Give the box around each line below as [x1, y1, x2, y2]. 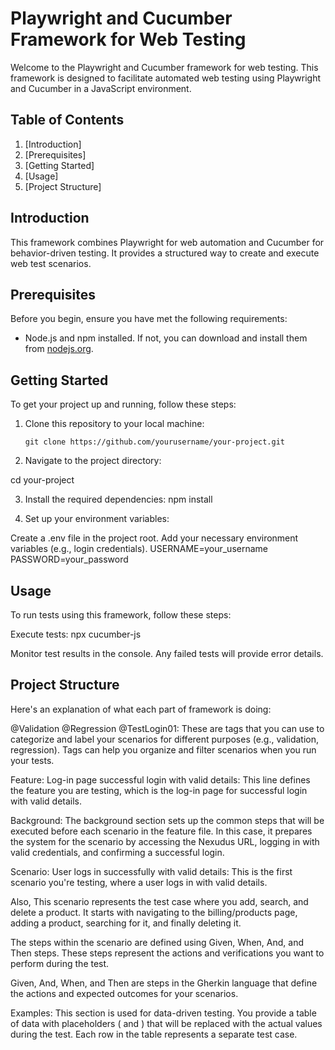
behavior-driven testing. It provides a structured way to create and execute [10, 247, 320, 259]
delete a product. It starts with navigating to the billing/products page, [10, 906, 298, 918]
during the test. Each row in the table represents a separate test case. [10, 1028, 298, 1040]
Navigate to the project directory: [24, 455, 162, 467]
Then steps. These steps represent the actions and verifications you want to [10, 947, 325, 959]
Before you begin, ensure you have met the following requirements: [10, 313, 288, 325]
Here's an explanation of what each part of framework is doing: [10, 703, 272, 715]
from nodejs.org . [24, 343, 94, 355]
